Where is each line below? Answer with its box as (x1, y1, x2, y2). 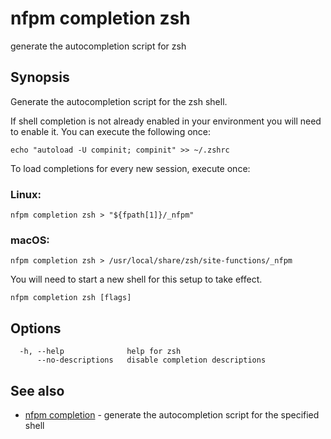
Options (10, 320, 62, 337)
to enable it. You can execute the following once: (10, 125, 212, 137)
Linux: (10, 187, 42, 201)
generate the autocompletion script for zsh (10, 40, 187, 52)
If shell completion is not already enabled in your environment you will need (10, 115, 322, 127)
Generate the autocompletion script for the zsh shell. (10, 95, 228, 107)
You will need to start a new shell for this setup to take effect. (10, 273, 263, 286)
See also (10, 382, 65, 399)
